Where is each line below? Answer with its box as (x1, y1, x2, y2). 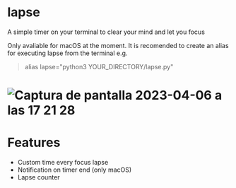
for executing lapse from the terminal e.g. (7, 49, 128, 57)
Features (7, 135, 61, 151)
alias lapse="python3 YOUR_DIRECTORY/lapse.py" (24, 62, 174, 71)
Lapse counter (17, 173, 60, 182)
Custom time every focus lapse (17, 158, 109, 167)
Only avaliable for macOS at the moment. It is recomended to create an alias (7, 41, 229, 49)
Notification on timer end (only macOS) (17, 165, 132, 174)
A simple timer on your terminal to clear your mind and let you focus (7, 28, 205, 36)
